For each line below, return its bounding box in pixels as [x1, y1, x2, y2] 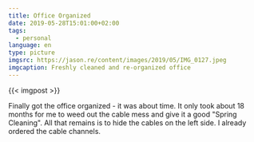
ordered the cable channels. [8, 126, 101, 136]
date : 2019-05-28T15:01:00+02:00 [8, 19, 120, 27]
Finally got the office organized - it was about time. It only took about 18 [8, 101, 245, 110]
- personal [15, 34, 52, 42]
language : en [8, 41, 52, 49]
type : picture [8, 49, 56, 57]
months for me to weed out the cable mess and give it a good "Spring [8, 109, 237, 119]
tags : [8, 26, 26, 34]
